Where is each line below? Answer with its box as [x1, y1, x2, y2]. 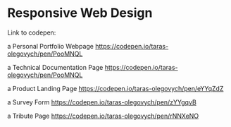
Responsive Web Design [7, 5, 153, 21]
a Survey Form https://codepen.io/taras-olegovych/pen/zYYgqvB [7, 97, 197, 107]
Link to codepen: [7, 28, 56, 37]
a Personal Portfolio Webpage [7, 42, 94, 50]
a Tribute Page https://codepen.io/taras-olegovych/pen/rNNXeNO [7, 111, 199, 120]
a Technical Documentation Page [7, 63, 104, 71]
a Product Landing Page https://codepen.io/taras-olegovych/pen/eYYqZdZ [7, 84, 224, 92]
